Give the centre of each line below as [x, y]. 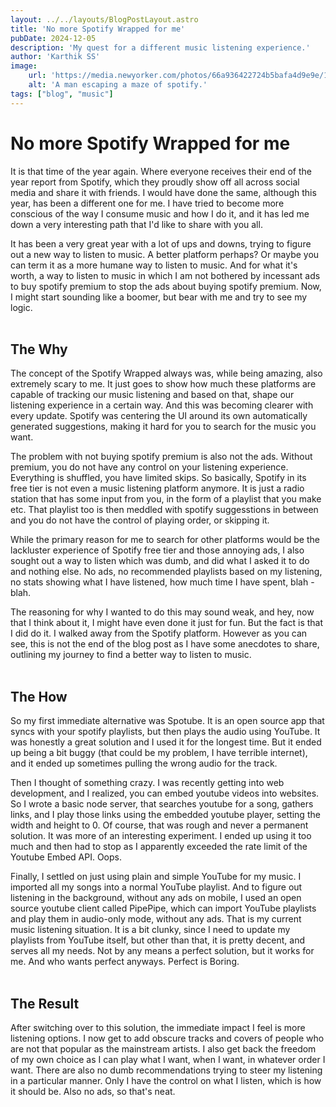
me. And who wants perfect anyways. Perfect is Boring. [125, 962]
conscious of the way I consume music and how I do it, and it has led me [160, 213]
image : [24, 66]
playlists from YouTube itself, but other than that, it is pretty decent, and [158, 940]
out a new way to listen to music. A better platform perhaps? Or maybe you [165, 254]
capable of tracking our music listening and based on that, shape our [152, 395]
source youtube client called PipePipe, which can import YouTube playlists [163, 908]
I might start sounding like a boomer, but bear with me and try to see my [159, 297]
